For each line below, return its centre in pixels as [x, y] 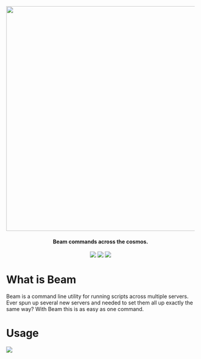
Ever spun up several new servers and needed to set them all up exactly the [100, 303]
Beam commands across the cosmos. [100, 242]
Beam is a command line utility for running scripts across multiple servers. [98, 297]
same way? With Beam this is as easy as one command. [75, 309]
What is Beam [41, 280]
